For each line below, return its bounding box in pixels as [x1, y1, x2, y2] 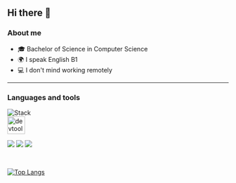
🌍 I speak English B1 [17, 55, 78, 63]
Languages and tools [7, 92, 81, 102]
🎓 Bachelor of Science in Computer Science [17, 44, 148, 53]
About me [7, 28, 42, 38]
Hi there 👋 [7, 7, 51, 19]
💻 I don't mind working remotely [17, 65, 112, 74]
